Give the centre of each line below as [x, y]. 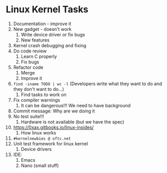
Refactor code [28, 67]
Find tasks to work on [44, 94]
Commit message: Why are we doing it [54, 111]
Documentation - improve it [42, 24]
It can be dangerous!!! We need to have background [76, 105]
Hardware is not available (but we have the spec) [72, 122]
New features [35, 40]
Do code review [30, 51]
